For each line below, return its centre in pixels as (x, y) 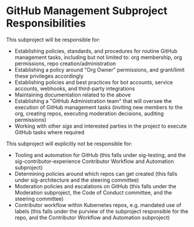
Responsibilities (46, 23)
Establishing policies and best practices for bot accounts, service (94, 82)
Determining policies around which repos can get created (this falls (96, 173)
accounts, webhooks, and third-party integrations (75, 88)
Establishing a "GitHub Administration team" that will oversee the (93, 101)
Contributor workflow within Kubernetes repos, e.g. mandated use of (98, 205)
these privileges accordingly (49, 76)
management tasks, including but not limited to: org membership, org (98, 57)
